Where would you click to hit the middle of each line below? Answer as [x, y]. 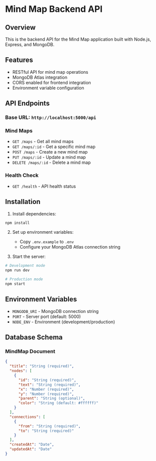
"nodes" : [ [21, 371]
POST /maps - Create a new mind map [50, 152]
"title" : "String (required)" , [42, 366]
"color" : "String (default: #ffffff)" [58, 403]
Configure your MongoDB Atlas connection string [70, 247]
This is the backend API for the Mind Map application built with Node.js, [78, 39]
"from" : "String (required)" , [49, 426]
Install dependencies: [34, 213]
